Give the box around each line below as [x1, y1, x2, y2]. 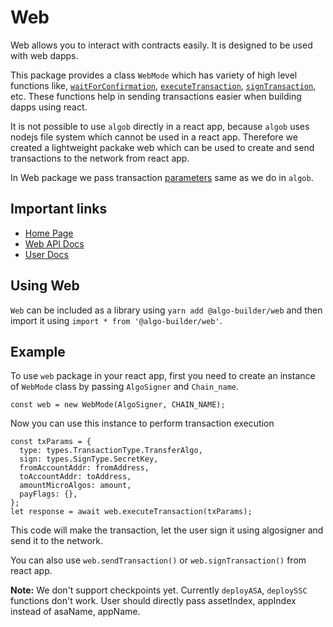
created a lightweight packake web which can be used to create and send [10, 141, 315, 153]
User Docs [24, 248, 69, 260]
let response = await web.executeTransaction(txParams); [10, 507, 253, 517]
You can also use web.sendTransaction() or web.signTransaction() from [10, 554, 307, 566]
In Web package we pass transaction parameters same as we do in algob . [10, 171, 314, 183]
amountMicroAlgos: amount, [19, 481, 132, 491]
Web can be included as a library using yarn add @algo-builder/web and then [10, 304, 323, 316]
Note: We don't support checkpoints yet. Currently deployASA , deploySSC [10, 584, 308, 596]
